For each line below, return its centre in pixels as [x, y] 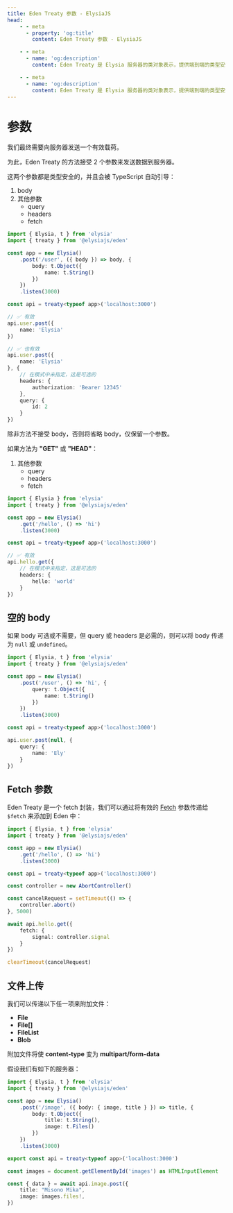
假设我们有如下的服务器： [44, 1069]
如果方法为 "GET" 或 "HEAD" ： [53, 449]
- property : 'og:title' [60, 33]
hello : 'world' [54, 581]
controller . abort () [48, 905]
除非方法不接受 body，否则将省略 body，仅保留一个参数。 [90, 434]
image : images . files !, [52, 1197]
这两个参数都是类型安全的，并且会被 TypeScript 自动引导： [91, 177]
